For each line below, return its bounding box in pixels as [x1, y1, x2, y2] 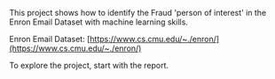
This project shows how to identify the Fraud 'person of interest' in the [9, 8, 267, 18]
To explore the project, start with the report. [9, 61, 169, 70]
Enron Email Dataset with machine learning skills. [9, 17, 189, 27]
